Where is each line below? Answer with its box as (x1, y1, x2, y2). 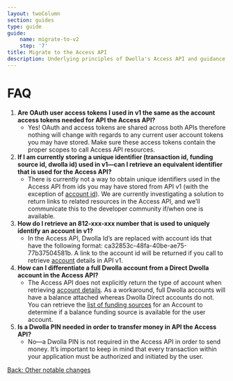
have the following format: (27, 241, 103, 250)
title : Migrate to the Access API (7, 49, 108, 56)
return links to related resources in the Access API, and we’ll (27, 197, 200, 205)
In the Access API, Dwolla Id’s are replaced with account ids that (27, 234, 212, 242)
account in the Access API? (17, 270, 99, 279)
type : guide (7, 23, 42, 30)
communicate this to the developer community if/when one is (27, 204, 204, 213)
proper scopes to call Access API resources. (27, 145, 155, 154)
